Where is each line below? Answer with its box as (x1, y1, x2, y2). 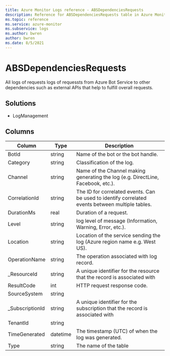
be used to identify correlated (76, 195, 147, 202)
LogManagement (12, 113, 49, 119)
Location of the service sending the (76, 232, 161, 239)
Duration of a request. (76, 209, 128, 216)
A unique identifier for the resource (76, 267, 160, 274)
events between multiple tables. (76, 201, 152, 208)
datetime (50, 331, 72, 338)
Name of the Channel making (76, 167, 146, 174)
